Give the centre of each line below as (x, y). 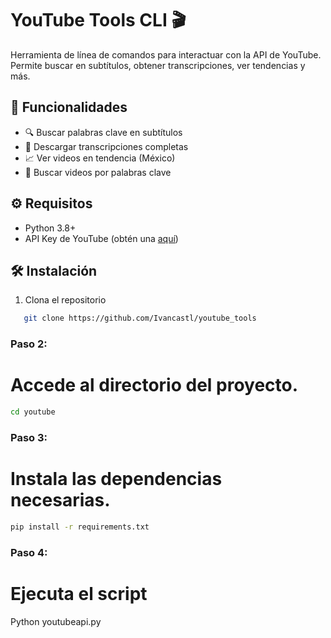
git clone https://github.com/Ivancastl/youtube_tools (140, 318)
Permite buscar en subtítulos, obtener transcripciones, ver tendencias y (158, 65)
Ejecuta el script (79, 593)
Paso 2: (29, 344)
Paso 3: (29, 437)
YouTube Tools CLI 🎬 (98, 20)
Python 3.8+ (50, 228)
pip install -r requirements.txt (80, 527)
